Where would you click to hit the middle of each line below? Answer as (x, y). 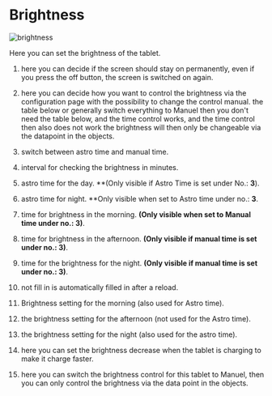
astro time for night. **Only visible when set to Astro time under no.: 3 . (139, 198)
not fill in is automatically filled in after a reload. (100, 287)
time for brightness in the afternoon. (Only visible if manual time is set (139, 238)
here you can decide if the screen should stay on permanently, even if (138, 68)
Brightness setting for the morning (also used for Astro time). (123, 303)
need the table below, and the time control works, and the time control (138, 118)
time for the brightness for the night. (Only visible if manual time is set (139, 263)
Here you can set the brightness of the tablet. (85, 53)
